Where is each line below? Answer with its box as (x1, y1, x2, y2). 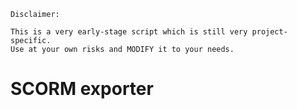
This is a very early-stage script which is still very (10, 27, 248, 37)
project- (251, 27, 288, 37)
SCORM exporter (10, 78, 154, 100)
